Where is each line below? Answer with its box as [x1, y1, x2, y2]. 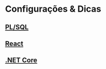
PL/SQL [5, 23, 29, 31]
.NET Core [5, 56, 37, 65]
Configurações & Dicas [5, 3, 102, 15]
